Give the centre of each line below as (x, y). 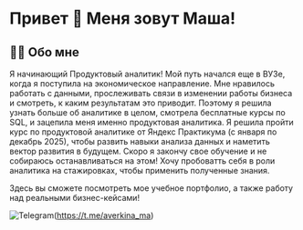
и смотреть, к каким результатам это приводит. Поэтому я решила (141, 103)
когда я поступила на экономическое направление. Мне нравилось (142, 84)
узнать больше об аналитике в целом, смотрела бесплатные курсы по (147, 112)
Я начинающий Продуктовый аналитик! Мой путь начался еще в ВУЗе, (147, 74)
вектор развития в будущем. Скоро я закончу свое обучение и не (138, 151)
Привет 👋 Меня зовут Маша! (122, 19)
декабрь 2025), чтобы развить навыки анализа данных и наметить (140, 141)
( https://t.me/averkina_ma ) (104, 215)
